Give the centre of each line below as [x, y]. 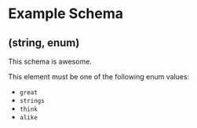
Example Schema [66, 14]
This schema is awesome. [50, 61]
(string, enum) [44, 43]
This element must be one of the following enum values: [99, 77]
